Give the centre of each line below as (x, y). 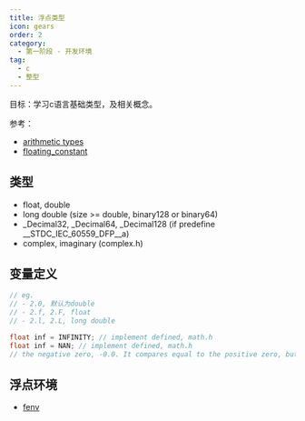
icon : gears (32, 26)
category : (28, 43)
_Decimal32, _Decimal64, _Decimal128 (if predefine (119, 224)
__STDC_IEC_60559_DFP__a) (76, 234)
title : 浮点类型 (37, 18)
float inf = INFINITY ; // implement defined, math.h (111, 337)
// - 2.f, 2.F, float (50, 313)
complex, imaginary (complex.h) (83, 243)
